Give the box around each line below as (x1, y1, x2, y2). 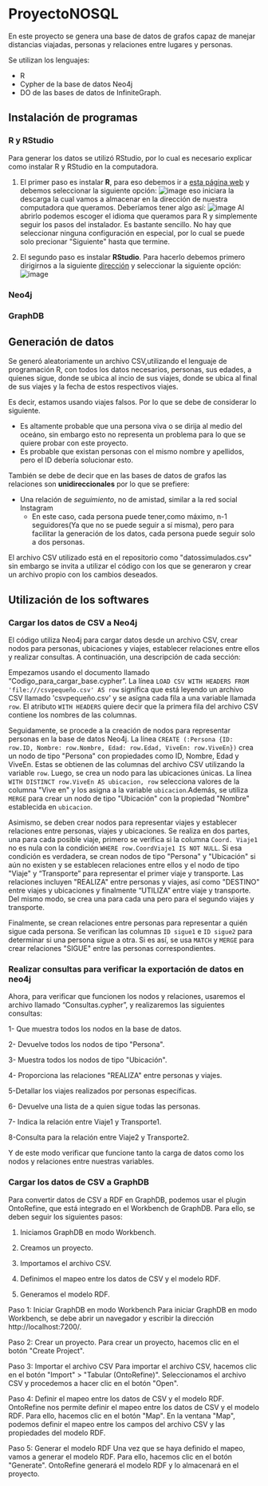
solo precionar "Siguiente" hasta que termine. (19, 237, 170, 246)
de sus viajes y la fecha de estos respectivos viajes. (8, 381, 179, 392)
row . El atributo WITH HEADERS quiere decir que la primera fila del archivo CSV (8, 701, 258, 711)
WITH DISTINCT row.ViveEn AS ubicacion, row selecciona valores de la (8, 777, 240, 786)
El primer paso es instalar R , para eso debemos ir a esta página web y (19, 177, 250, 186)
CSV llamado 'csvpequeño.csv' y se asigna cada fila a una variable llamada (8, 693, 257, 702)
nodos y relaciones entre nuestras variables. (8, 1156, 154, 1166)
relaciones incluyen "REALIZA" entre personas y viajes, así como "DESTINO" (8, 877, 260, 886)
